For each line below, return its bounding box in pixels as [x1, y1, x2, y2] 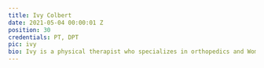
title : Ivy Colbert [8, 11, 72, 20]
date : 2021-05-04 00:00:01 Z [8, 19, 104, 27]
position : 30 [8, 26, 51, 34]
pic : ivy [8, 41, 37, 48]
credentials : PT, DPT [8, 33, 79, 41]
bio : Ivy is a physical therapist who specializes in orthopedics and [8, 48, 244, 55]
